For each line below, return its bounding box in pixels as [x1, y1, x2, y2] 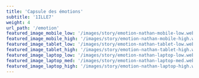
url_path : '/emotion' [6, 25, 60, 31]
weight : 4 [6, 19, 31, 25]
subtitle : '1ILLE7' [6, 14, 54, 20]
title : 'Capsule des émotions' [6, 8, 84, 15]
